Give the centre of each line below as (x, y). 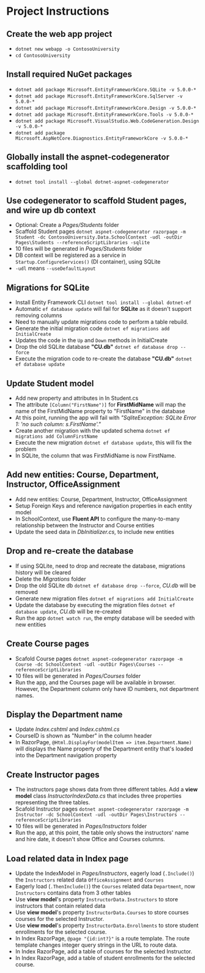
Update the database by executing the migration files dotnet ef (95, 605)
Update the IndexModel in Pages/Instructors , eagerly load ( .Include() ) (105, 873)
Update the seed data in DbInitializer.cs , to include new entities (95, 532)
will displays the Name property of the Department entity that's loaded (104, 749)
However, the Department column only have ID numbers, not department (107, 689)
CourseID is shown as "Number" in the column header (84, 736)
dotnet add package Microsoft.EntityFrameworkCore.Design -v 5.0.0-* (106, 108)
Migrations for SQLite (48, 287)
